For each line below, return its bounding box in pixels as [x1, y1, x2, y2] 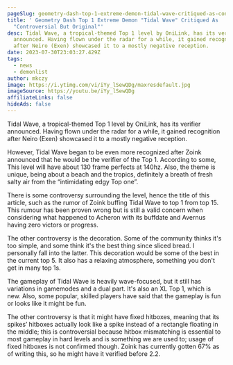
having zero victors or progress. [7, 220, 98, 229]
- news [13, 62, 33, 69]
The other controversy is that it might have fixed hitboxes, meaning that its [7, 312, 220, 321]
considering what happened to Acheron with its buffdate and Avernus [7, 213, 206, 221]
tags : [7, 56, 23, 63]
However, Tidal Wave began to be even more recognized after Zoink [7, 147, 202, 156]
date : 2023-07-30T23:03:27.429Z [7, 49, 101, 56]
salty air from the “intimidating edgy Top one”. [7, 177, 139, 186]
